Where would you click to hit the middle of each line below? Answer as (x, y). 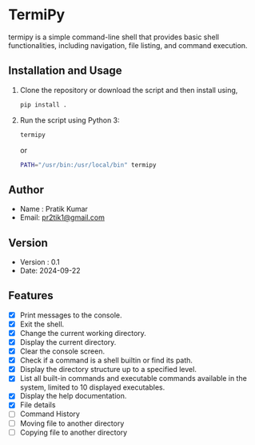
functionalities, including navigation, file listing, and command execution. (128, 45)
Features (31, 295)
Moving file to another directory (72, 423)
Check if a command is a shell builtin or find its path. (106, 360)
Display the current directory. (68, 342)
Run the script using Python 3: (70, 120)
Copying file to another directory (74, 432)
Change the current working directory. (83, 333)
